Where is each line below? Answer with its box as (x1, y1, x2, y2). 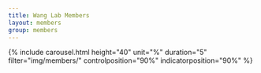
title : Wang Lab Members (8, 11, 90, 20)
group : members (8, 26, 58, 34)
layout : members (8, 19, 62, 27)
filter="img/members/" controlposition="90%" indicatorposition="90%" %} (8, 56, 254, 65)
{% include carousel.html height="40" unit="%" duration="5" (8, 48, 207, 57)
